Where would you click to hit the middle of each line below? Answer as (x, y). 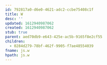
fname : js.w (17, 50)
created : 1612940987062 (30, 28)
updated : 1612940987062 (30, 23)
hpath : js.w (17, 55)
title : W (14, 14)
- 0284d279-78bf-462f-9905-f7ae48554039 (52, 46)
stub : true (16, 32)
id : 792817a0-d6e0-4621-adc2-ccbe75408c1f (49, 10)
